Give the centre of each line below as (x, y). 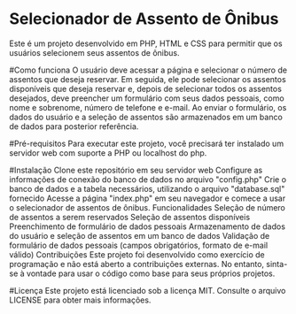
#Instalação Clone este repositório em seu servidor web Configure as (136, 170)
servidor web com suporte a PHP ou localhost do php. (108, 153)
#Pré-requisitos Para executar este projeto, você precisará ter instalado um (147, 143)
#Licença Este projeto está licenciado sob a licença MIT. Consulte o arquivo (148, 290)
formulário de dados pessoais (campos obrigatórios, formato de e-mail (139, 245)
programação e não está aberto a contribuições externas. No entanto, (136, 264)
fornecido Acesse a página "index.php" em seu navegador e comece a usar (148, 198)
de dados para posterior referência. (74, 126)
